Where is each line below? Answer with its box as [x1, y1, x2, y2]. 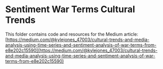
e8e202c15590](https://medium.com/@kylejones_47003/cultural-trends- [5, 47, 158, 53]
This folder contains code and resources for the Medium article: [5, 31, 138, 37]
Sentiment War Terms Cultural [5, 4, 135, 15]
